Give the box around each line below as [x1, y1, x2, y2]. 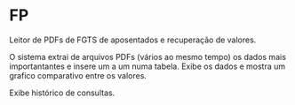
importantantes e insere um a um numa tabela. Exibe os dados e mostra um [9, 61, 286, 71]
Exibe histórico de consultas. [9, 87, 116, 98]
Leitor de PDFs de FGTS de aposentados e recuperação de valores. [9, 34, 257, 45]
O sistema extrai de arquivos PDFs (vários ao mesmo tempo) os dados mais [9, 51, 287, 62]
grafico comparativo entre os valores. [9, 70, 147, 80]
